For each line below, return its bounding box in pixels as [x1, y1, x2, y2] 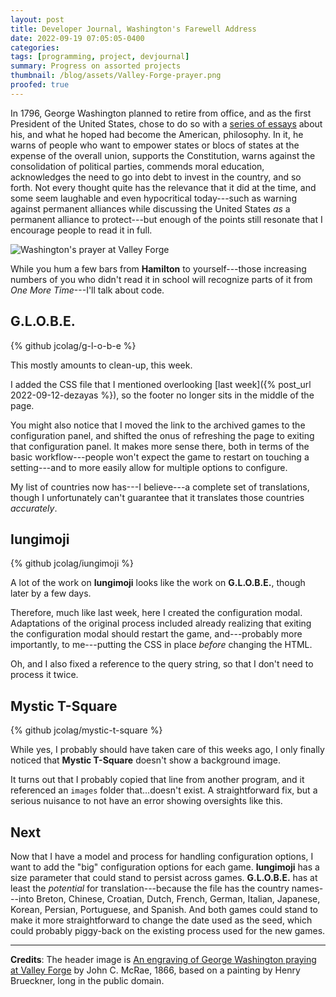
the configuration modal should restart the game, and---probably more [10, 628, 303, 640]
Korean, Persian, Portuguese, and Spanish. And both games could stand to [10, 904, 319, 915]
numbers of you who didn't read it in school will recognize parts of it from [10, 273, 313, 285]
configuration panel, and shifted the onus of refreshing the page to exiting [10, 429, 315, 441]
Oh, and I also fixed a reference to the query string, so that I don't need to [10, 658, 314, 670]
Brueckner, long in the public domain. [10, 975, 165, 986]
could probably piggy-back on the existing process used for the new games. [10, 925, 326, 936]
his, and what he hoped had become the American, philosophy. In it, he [10, 128, 304, 140]
